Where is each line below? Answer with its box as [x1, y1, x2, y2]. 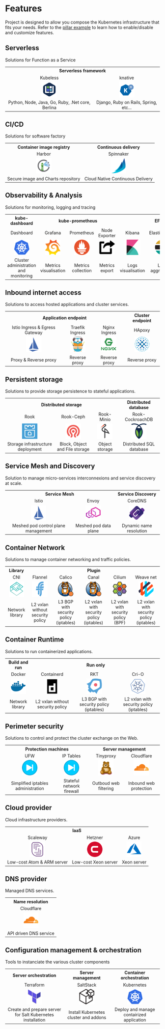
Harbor [36, 151, 51, 157]
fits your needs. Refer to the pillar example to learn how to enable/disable [5, 24, 154, 30]
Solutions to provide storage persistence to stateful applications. [5, 389, 136, 394]
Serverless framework [59, 68, 106, 74]
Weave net [135, 574, 157, 580]
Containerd [41, 671, 64, 677]
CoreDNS [127, 498, 147, 504]
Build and [8, 659, 28, 666]
